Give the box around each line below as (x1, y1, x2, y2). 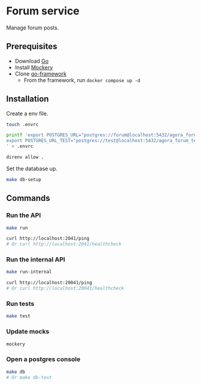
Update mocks (6, 327, 50, 336)
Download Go (14, 57, 49, 64)
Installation (6, 94, 49, 104)
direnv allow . (6, 154, 44, 160)
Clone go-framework (14, 70, 67, 77)
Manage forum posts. (6, 24, 59, 31)
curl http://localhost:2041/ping (6, 236, 90, 242)
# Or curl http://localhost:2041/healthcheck (6, 241, 121, 247)
